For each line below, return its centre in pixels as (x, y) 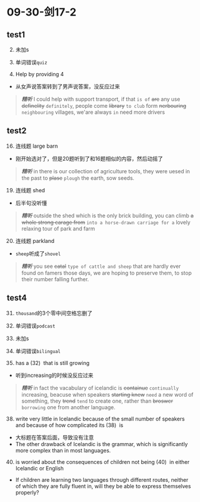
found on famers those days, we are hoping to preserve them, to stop (107, 273)
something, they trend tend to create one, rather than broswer (97, 401)
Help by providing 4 (40, 74)
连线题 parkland (35, 241)
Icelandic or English (40, 468)
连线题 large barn (37, 146)
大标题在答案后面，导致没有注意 (54, 437)
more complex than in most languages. (63, 450)
